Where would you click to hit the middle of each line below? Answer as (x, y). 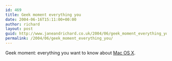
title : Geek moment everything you (43, 15)
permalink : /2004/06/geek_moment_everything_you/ (59, 39)
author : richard (23, 24)
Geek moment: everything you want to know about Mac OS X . (70, 53)
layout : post (19, 29)
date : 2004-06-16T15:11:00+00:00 (41, 19)
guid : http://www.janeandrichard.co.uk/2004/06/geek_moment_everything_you (88, 34)
